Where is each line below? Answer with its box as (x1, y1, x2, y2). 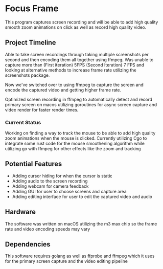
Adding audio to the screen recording (12, 178, 88, 184)
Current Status (5, 119, 41, 126)
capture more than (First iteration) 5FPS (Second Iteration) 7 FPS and (5, 62, 144, 67)
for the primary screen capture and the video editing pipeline (5, 258, 128, 264)
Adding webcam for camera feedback (12, 183, 89, 189)
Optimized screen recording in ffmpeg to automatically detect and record (5, 96, 153, 102)
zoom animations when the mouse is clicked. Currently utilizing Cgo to (5, 135, 147, 141)
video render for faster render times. (5, 107, 79, 112)
